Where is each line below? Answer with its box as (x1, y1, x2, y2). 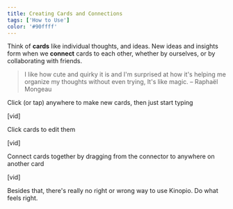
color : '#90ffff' (7, 23, 58, 30)
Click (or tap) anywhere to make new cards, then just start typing (7, 99, 193, 107)
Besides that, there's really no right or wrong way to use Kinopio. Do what (7, 187, 218, 195)
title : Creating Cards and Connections (7, 10, 123, 17)
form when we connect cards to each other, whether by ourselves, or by (7, 49, 216, 58)
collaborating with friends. (7, 57, 82, 65)
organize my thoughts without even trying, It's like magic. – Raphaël (24, 78, 218, 86)
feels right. (7, 194, 38, 202)
